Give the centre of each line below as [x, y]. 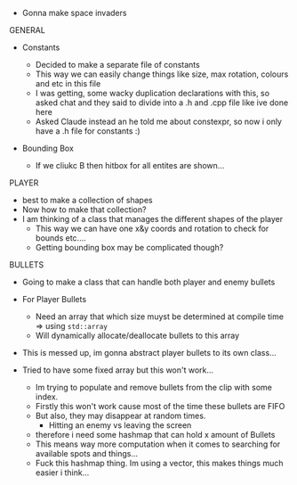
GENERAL [28, 30]
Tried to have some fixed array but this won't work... [118, 370]
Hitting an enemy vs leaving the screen [120, 425]
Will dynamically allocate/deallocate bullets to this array [137, 335]
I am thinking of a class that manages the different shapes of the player [152, 219]
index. [47, 397]
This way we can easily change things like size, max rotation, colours [162, 74]
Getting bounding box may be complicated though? [129, 247]
